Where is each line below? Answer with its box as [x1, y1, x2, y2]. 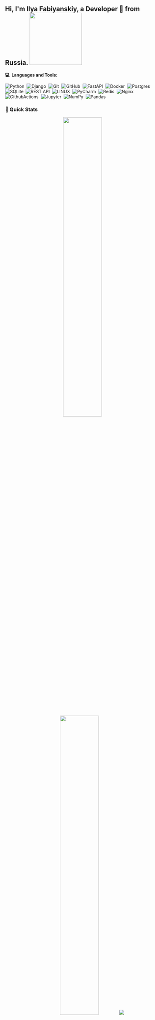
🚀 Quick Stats [5, 106, 38, 113]
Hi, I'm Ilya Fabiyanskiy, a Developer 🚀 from [5, 5, 140, 13]
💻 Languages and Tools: [5, 72, 58, 78]
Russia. [5, 58, 28, 67]
